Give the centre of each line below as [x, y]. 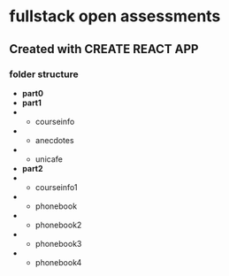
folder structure [44, 74]
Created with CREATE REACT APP [104, 49]
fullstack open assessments [115, 16]
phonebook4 [58, 262]
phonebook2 [58, 225]
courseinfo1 [56, 187]
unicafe [49, 159]
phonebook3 [58, 243]
